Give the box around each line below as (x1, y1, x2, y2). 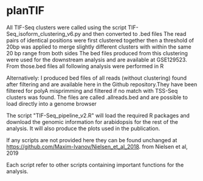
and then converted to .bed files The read (81, 30, 187, 37)
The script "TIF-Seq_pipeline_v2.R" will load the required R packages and (6, 112, 190, 119)
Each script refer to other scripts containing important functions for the (6, 161, 184, 168)
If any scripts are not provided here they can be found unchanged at (6, 136, 177, 143)
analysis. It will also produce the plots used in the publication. (6, 125, 160, 132)
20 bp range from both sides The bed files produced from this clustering (6, 49, 188, 56)
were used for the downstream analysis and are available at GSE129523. (6, 56, 187, 63)
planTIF (6, 4, 44, 18)
